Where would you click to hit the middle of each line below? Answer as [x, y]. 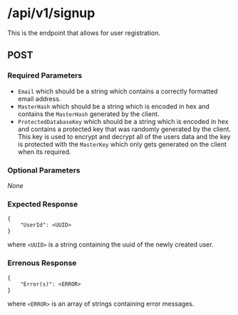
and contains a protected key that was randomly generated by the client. [124, 129]
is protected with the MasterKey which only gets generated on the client [122, 144]
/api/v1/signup [51, 13]
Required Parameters [45, 76]
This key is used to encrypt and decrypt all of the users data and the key [124, 136]
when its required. [44, 152]
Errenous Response [42, 263]
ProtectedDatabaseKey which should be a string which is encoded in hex [123, 121]
